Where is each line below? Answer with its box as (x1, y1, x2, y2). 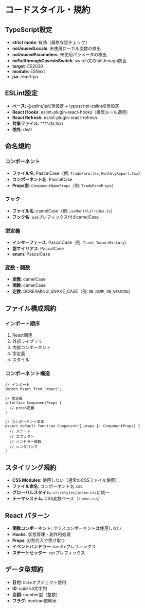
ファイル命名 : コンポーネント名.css (12, 483, 83, 490)
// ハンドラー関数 (9, 439, 42, 444)
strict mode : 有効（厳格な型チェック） (12, 40, 90, 45)
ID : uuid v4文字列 (12, 585, 47, 591)
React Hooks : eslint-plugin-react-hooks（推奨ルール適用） (12, 109, 131, 115)
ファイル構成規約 (5, 304, 56, 312)
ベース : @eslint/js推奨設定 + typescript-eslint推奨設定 (12, 103, 119, 109)
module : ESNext (12, 69, 45, 74)
